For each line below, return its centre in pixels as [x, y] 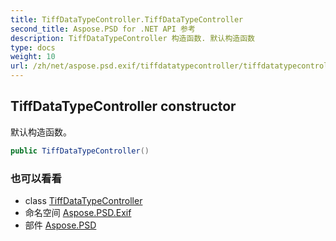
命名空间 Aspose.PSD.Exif [78, 212]
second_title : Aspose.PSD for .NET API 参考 [103, 29]
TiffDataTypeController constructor [123, 106]
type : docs [33, 47]
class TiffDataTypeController [83, 200]
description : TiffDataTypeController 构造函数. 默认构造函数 [132, 38]
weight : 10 [33, 57]
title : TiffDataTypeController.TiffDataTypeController [127, 19]
